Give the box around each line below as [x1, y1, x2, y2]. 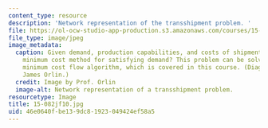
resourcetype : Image [8, 93, 77, 101]
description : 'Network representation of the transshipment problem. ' [8, 19, 251, 27]
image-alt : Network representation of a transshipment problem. [15, 85, 234, 94]
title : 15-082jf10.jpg [8, 100, 84, 108]
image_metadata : [8, 41, 62, 49]
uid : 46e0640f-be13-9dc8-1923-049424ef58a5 [8, 108, 156, 116]
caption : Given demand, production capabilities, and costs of [15, 48, 230, 56]
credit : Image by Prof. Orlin [15, 78, 116, 86]
